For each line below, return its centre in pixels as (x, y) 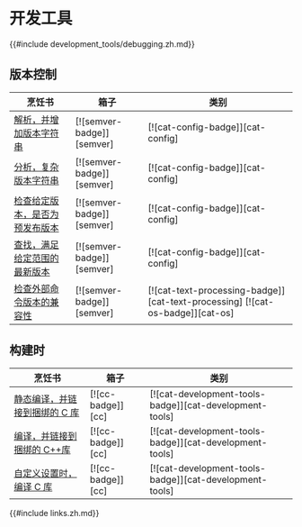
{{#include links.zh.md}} (54, 513)
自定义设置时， (46, 473)
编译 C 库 (33, 486)
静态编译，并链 (46, 399)
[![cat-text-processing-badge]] (217, 290)
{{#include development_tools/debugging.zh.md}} (102, 44)
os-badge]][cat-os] (191, 313)
